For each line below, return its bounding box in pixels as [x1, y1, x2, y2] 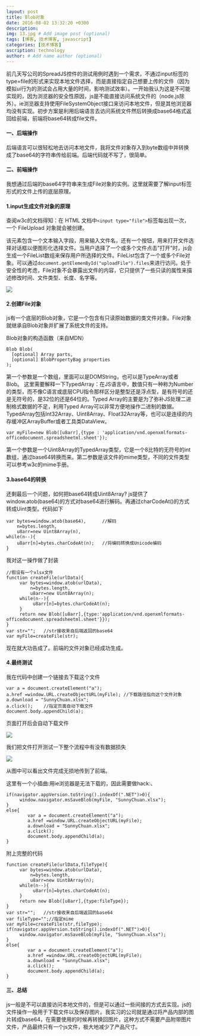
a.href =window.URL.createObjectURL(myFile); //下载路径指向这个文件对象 [6, 691, 182, 697]
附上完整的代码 [6, 850, 43, 857]
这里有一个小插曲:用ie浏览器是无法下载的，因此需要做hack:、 [6, 779, 156, 787]
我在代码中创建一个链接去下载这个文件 [6, 673, 100, 681]
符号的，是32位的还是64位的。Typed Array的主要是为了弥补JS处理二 [16, 395, 186, 402]
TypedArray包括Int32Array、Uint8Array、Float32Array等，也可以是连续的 [6, 410, 187, 417]
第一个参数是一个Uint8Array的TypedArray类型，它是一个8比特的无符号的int [6, 446, 191, 453]
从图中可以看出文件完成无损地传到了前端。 [6, 767, 111, 774]
